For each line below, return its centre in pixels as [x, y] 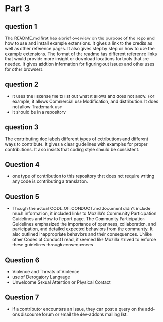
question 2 [22, 85]
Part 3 [18, 9]
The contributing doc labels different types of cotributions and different [77, 139]
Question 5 [22, 197]
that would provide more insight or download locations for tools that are [77, 59]
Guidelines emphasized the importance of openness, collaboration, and [84, 224]
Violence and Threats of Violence [46, 272]
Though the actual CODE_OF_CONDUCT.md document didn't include [81, 208]
